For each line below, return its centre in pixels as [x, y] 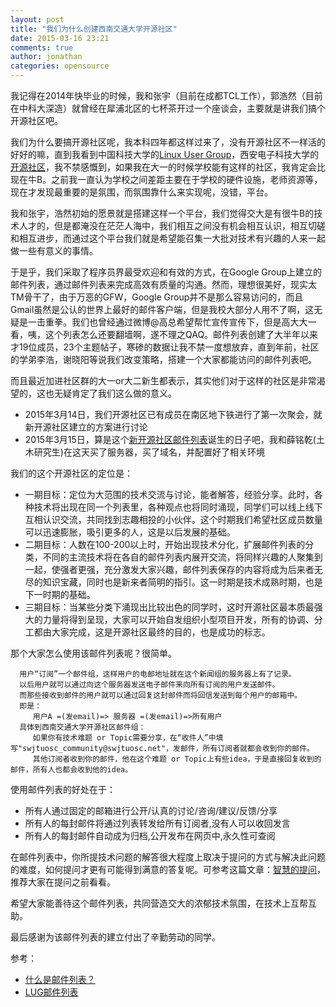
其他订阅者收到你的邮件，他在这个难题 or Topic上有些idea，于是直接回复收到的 [177, 759]
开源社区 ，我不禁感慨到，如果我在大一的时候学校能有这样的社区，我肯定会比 [168, 167]
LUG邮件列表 [51, 992]
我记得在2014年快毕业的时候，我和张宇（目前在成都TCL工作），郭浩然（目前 [166, 95]
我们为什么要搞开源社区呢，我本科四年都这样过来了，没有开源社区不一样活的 [168, 142]
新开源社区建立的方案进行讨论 [86, 427]
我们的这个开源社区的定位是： [71, 473]
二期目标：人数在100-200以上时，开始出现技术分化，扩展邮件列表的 [165, 544]
